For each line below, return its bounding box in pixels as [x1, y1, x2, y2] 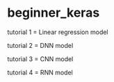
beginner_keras [7, 5, 100, 21]
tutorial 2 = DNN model [7, 41, 74, 49]
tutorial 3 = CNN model [7, 54, 74, 63]
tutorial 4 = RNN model [7, 68, 73, 76]
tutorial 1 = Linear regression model [7, 28, 109, 36]
